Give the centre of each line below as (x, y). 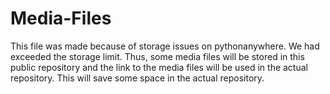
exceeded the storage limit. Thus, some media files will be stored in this (157, 56)
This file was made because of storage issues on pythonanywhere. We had (165, 46)
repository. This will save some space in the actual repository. (137, 78)
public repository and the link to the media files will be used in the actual (159, 67)
